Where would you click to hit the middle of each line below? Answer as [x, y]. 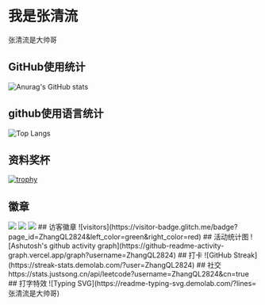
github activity [73, 246]
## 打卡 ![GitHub [205, 255]
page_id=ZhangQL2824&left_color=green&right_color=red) [105, 237]
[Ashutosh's [28, 246]
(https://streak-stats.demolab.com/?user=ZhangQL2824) [102, 265]
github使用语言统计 [56, 114]
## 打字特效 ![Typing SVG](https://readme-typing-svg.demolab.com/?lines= [132, 284]
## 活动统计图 [226, 237]
